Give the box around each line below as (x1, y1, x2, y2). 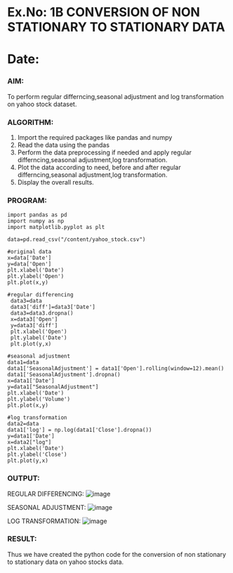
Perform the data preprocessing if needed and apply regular (17, 148, 192, 157)
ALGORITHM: (7, 117, 54, 127)
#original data (7, 249, 52, 256)
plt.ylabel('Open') (7, 273, 65, 280)
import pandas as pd (7, 211, 68, 218)
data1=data (7, 359, 39, 366)
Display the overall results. (17, 178, 95, 186)
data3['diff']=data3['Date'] (10, 303, 96, 311)
